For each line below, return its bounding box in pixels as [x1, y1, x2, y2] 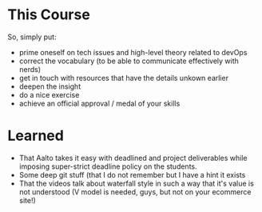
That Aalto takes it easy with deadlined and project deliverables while [18, 153, 248, 162]
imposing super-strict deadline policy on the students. [18, 162, 197, 171]
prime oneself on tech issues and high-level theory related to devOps [18, 47, 248, 57]
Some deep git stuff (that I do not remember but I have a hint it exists [18, 170, 246, 179]
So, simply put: [7, 32, 57, 42]
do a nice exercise [18, 90, 80, 99]
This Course [7, 6, 91, 24]
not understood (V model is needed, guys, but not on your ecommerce [18, 186, 252, 197]
